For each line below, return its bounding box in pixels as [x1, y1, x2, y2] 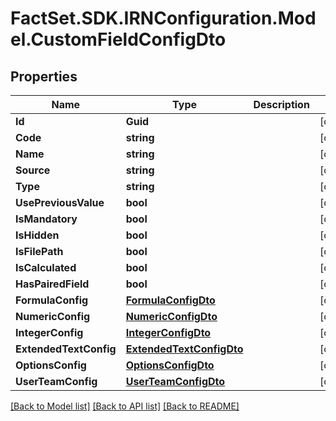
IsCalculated [15, 261, 77, 274]
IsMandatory [15, 212, 78, 226]
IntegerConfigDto [125, 326, 212, 339]
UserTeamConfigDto [125, 375, 226, 388]
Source [15, 163, 51, 177]
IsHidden [15, 228, 60, 242]
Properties [10, 68, 78, 85]
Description [253, 98, 310, 111]
